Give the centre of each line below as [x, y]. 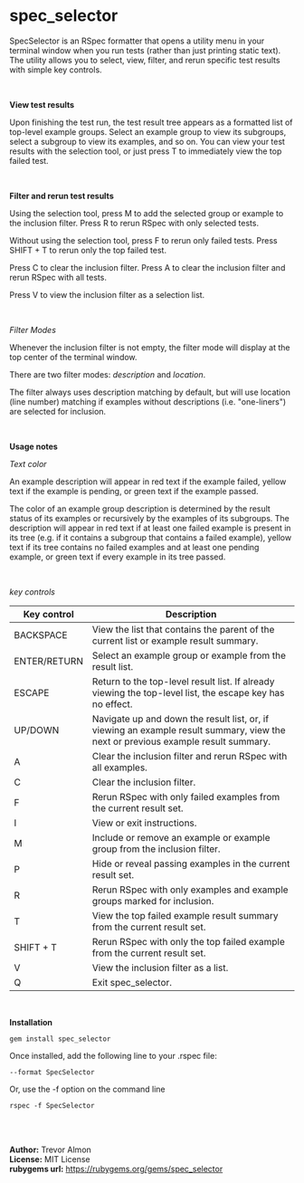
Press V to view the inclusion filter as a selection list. [107, 294]
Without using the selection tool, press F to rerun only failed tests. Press [143, 240]
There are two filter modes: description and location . [108, 374]
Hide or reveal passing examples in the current [191, 863]
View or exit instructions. [144, 823]
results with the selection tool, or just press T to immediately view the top [146, 151]
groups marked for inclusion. [153, 901]
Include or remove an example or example [181, 837]
